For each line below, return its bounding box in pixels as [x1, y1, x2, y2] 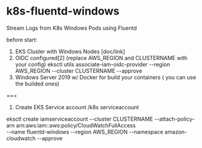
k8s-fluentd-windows [6, 4, 120, 18]
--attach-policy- [154, 115, 195, 123]
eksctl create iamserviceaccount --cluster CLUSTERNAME [6, 115, 153, 123]
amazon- [164, 128, 187, 135]
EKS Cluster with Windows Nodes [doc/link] [15, 47, 125, 55]
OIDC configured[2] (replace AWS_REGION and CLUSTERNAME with [15, 54, 188, 61]
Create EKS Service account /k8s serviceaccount [15, 103, 139, 110]
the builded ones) [15, 80, 60, 87]
